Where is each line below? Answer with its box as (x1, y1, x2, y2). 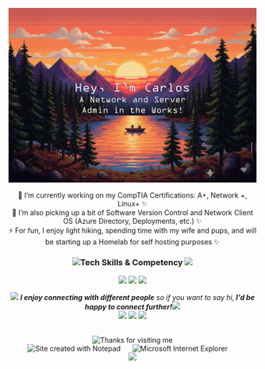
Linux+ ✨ (117, 198, 148, 208)
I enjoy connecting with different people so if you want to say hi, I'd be (20, 292, 255, 302)
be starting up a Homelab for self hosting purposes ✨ (45, 236, 220, 246)
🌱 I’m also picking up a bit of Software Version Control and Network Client (11, 207, 253, 217)
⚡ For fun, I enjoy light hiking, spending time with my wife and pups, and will (8, 225, 257, 235)
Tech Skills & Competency (79, 257, 183, 268)
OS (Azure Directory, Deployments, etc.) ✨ (63, 216, 202, 225)
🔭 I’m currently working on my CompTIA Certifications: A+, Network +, (17, 190, 248, 200)
